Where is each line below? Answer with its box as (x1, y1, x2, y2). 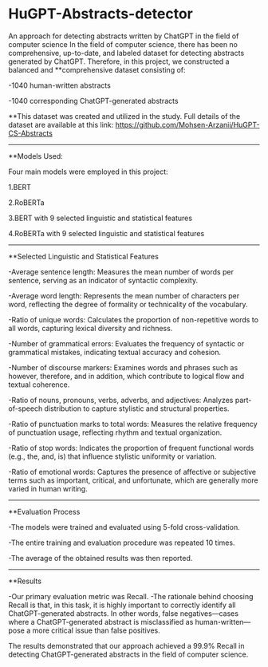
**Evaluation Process (8, 507, 81, 516)
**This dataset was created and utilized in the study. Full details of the (8, 111, 241, 120)
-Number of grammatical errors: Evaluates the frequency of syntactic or (8, 338, 245, 348)
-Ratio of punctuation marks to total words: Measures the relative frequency (8, 419, 258, 428)
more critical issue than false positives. (32, 626, 161, 635)
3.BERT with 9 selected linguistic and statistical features (8, 213, 193, 223)
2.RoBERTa (8, 197, 45, 207)
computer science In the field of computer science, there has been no (8, 39, 238, 49)
